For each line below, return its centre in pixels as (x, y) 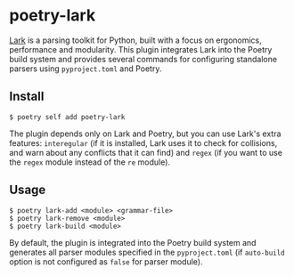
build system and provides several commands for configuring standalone (143, 59)
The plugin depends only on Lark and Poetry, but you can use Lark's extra (145, 134)
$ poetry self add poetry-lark (67, 117)
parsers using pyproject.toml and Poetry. (86, 69)
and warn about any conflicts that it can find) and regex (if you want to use (146, 152)
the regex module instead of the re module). (90, 162)
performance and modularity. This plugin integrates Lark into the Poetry (141, 49)
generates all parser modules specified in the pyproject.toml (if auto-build (147, 252)
